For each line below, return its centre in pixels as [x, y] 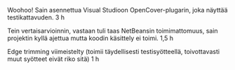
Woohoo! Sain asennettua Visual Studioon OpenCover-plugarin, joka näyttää [117, 10]
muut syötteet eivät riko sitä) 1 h [53, 59]
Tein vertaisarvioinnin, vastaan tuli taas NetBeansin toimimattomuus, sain [113, 31]
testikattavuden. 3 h [36, 17]
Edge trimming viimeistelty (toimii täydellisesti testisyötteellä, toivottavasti [113, 52]
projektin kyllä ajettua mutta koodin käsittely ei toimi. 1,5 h [90, 38]
